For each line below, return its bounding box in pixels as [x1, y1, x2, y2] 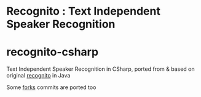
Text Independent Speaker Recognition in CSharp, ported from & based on [6, 65, 195, 73]
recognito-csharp [6, 45, 99, 59]
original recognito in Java [6, 72, 71, 79]
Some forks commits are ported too [6, 84, 97, 91]
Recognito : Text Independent [6, 4, 161, 18]
